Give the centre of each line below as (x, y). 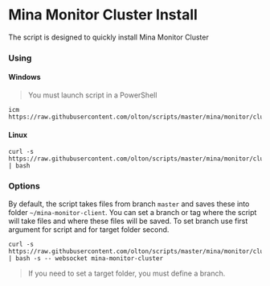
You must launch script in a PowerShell (92, 95)
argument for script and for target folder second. (89, 229)
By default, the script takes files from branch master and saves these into (129, 204)
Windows (25, 77)
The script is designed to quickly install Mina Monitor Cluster (108, 37)
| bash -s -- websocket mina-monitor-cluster (86, 258)
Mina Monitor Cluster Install (103, 15)
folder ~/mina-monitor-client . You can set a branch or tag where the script (133, 212)
